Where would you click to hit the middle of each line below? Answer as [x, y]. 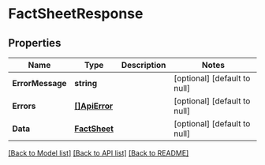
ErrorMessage [39, 83]
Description [144, 65]
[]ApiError [94, 106]
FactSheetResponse [76, 14]
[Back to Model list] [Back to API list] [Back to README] [99, 153]
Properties [35, 43]
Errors [24, 106]
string [86, 83]
